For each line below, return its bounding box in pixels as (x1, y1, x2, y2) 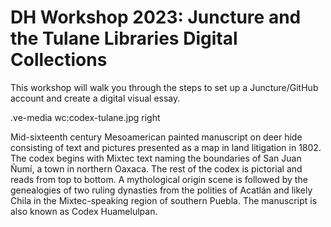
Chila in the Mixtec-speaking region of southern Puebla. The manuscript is (10, 194, 318, 206)
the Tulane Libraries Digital (10, 27, 238, 50)
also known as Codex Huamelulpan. (10, 205, 158, 217)
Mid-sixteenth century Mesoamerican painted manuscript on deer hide (10, 131, 303, 143)
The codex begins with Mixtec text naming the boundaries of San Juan (10, 152, 302, 164)
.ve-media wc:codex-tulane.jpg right (10, 111, 161, 123)
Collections (10, 49, 108, 71)
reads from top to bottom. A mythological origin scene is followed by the (10, 173, 308, 185)
